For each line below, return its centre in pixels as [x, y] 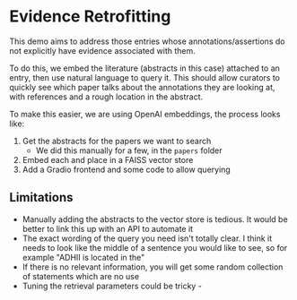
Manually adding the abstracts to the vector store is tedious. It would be [155, 219]
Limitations [41, 197]
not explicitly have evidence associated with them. [102, 50]
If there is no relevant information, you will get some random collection [153, 267]
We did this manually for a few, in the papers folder [129, 150]
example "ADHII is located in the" [83, 257]
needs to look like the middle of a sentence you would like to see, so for [155, 247]
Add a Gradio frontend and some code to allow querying [126, 169]
